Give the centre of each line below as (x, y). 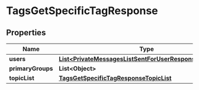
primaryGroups (31, 69)
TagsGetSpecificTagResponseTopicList (115, 78)
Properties (26, 33)
